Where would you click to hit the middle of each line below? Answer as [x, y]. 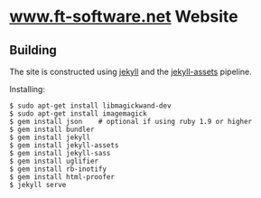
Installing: [27, 89]
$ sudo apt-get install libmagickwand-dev [90, 106]
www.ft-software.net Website [124, 17]
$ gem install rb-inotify [58, 169]
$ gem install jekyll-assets [64, 146]
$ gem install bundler [52, 129]
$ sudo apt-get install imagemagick [78, 114]
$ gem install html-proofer [62, 177]
